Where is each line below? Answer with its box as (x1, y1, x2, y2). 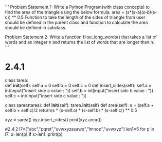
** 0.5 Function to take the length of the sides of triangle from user (11, 15, 145, 20)
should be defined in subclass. (5, 25, 67, 31)
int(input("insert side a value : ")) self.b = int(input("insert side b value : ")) (5, 87, 154, 94)
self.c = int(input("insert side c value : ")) (5, 93, 87, 98)
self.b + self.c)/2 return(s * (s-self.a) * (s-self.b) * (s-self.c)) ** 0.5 (5, 107, 137, 113)
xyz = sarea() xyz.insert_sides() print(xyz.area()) (5, 116, 102, 123)
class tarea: (5, 77, 28, 83)
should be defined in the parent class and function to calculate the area (5, 19, 148, 25)
